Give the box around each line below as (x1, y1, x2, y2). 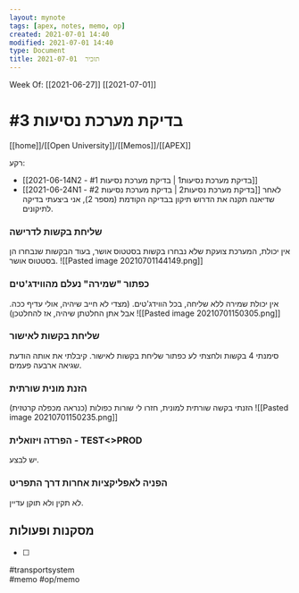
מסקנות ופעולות (9, 523, 95, 538)
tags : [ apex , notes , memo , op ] (9, 21, 126, 30)
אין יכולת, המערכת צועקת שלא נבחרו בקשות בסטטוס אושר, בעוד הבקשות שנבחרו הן (9, 246, 290, 257)
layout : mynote (9, 13, 66, 22)
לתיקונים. (21, 203, 54, 214)
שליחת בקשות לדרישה (9, 225, 103, 238)
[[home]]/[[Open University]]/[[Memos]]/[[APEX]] (9, 140, 192, 150)
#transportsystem (9, 564, 75, 575)
